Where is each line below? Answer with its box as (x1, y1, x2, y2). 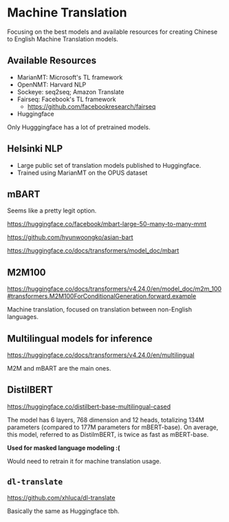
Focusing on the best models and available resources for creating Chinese (7, 28, 218, 36)
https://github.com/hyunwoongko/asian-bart (7, 233, 133, 241)
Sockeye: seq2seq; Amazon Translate (17, 87, 124, 96)
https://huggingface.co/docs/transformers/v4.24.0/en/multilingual (7, 351, 195, 359)
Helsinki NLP (7, 143, 63, 155)
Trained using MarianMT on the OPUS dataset (17, 168, 148, 177)
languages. (7, 313, 39, 321)
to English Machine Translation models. (7, 34, 119, 43)
